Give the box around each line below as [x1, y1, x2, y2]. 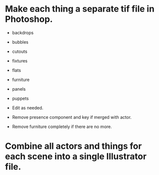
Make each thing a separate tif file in [5, 3, 155, 15]
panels [12, 86, 26, 92]
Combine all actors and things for [5, 141, 142, 152]
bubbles [12, 39, 29, 45]
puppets [12, 95, 29, 101]
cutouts [12, 48, 28, 54]
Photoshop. [5, 14, 53, 25]
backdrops [12, 30, 34, 35]
